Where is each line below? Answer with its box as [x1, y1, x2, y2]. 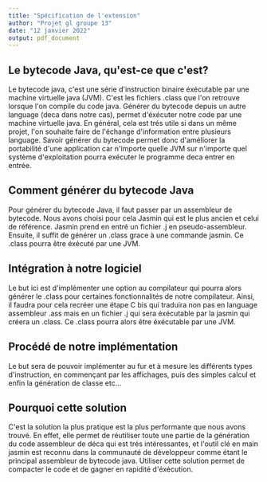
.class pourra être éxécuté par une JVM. [8, 238, 141, 248]
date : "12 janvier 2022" [8, 26, 91, 34]
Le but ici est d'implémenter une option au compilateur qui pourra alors [8, 283, 241, 292]
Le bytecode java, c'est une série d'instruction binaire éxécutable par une [8, 84, 249, 94]
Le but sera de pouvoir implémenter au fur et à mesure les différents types [8, 361, 253, 370]
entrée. [8, 161, 32, 170]
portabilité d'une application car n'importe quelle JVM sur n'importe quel [8, 144, 247, 154]
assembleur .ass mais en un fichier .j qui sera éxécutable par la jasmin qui [8, 308, 250, 318]
